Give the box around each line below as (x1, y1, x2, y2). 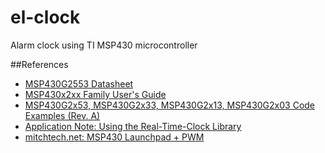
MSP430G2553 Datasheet (24, 77, 134, 90)
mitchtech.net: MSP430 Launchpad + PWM (24, 131, 205, 143)
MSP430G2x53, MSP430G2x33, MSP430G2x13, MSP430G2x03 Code (24, 99, 316, 111)
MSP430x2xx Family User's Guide (24, 88, 167, 100)
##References (10, 58, 69, 70)
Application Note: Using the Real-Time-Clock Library (24, 120, 242, 132)
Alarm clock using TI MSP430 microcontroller (10, 39, 198, 51)
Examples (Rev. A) (24, 109, 101, 121)
